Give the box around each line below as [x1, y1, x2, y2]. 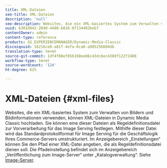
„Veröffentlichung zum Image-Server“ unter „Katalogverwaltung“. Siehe [5, 152, 151, 158]
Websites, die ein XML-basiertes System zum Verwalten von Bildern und [5, 109, 154, 115]
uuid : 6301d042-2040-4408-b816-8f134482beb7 [5, 26, 99, 31]
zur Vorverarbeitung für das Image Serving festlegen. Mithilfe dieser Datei [5, 125, 157, 131]
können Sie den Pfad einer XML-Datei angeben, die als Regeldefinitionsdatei [5, 141, 162, 147]
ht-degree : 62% [5, 68, 37, 73]
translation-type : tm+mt [5, 49, 57, 54]
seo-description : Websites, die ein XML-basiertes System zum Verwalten [5, 21, 159, 26]
